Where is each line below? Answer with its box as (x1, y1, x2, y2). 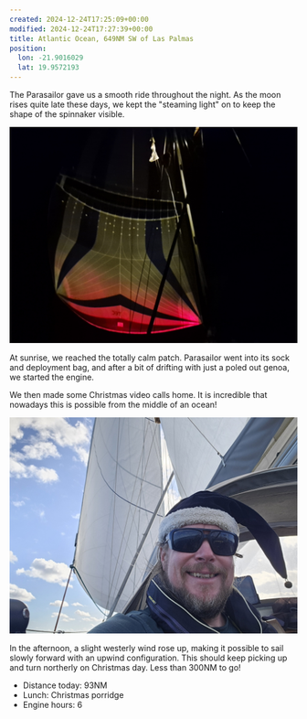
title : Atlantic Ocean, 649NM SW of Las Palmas (9, 34, 195, 43)
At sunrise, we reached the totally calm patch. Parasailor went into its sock (9, 352, 291, 363)
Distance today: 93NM (22, 680, 108, 691)
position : (9, 44, 48, 53)
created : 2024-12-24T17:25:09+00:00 (9, 15, 149, 24)
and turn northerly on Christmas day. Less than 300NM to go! (9, 662, 241, 672)
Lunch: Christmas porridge (22, 690, 124, 700)
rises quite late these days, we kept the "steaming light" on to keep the (9, 99, 276, 110)
